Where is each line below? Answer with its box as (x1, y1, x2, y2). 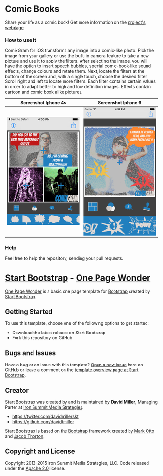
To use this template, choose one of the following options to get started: (5, 320, 149, 326)
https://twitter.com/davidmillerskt (12, 413, 79, 419)
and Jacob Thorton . (5, 433, 45, 439)
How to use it (5, 36, 36, 43)
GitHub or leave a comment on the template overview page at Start (5, 367, 139, 373)
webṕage (5, 24, 24, 30)
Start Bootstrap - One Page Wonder (5, 272, 151, 283)
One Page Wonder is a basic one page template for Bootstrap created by (5, 288, 150, 294)
